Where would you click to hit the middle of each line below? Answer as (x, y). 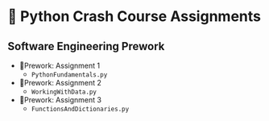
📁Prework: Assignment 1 (60, 65)
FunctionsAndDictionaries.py (80, 109)
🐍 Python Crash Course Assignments (134, 17)
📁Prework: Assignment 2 (60, 83)
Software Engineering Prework (86, 46)
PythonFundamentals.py (69, 75)
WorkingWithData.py (64, 92)
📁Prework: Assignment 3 (60, 100)
